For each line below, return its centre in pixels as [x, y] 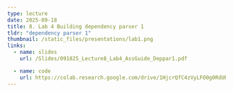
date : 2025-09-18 [32, 20]
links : [17, 46]
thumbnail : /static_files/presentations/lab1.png [80, 39]
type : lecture [28, 13]
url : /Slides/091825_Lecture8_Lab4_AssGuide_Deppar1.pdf [104, 59]
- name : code [32, 71]
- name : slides [35, 53]
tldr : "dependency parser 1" [49, 33]
